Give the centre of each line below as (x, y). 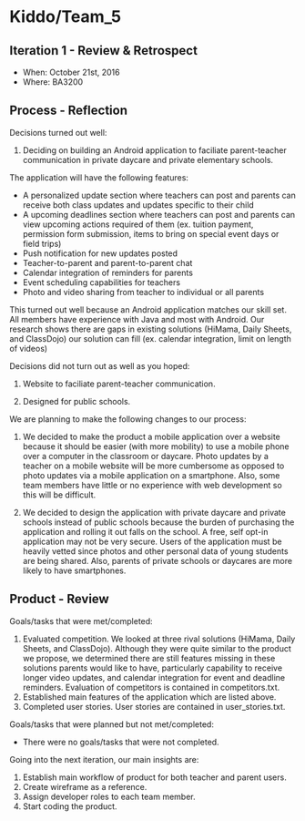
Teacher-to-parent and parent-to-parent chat (107, 262)
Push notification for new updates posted (100, 253)
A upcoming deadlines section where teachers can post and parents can (159, 214)
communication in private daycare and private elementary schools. (148, 159)
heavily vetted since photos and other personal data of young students (155, 551)
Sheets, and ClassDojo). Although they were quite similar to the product (157, 648)
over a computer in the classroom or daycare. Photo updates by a (145, 456)
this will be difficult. (59, 495)
